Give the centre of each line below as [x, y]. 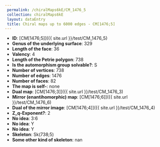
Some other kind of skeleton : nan [47, 140]
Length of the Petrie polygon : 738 [48, 60]
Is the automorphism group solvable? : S [55, 65]
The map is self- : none [36, 87]
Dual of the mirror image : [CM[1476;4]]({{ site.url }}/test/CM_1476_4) [84, 108]
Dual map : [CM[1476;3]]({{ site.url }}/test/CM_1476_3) [68, 92]
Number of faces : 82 [34, 81]
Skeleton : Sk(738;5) [33, 134]
